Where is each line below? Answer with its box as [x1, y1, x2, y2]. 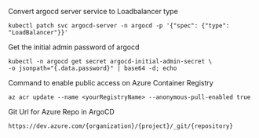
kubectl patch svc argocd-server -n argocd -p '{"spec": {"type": [8, 22, 230, 30]
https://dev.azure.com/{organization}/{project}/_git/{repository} [8, 122, 234, 130]
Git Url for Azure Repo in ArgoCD [8, 107, 115, 116]
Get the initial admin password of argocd [8, 42, 140, 52]
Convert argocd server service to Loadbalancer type [8, 7, 178, 16]
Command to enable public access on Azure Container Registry [8, 78, 213, 87]
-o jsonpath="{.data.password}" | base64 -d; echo [8, 64, 177, 72]
